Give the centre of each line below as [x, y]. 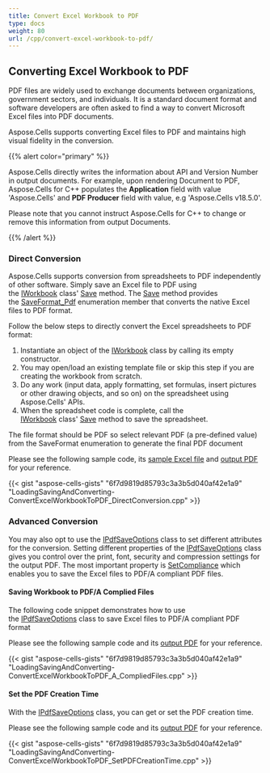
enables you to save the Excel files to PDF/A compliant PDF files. [116, 573]
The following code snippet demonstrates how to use [97, 610]
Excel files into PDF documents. [61, 116]
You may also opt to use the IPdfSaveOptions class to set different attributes [135, 539]
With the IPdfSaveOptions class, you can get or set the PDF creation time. [131, 712]
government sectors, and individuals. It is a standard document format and [133, 99]
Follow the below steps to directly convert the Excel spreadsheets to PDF [130, 326]
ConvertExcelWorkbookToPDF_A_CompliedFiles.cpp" [97, 675]
